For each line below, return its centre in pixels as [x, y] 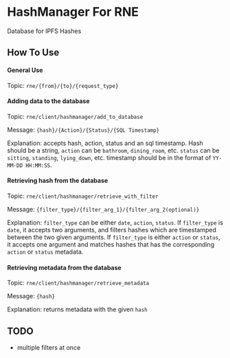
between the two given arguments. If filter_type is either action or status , [114, 237]
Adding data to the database [49, 101]
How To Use [33, 53]
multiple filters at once [49, 347]
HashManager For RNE [73, 12]
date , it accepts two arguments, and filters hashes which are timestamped [112, 230]
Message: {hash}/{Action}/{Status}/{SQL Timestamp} [83, 130]
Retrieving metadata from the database [64, 267]
